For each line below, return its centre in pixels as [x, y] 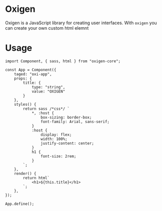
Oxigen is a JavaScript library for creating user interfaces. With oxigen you [81, 23]
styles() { [25, 104]
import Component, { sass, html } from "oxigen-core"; [63, 61]
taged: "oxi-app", [33, 74]
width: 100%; [54, 139]
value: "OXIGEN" [48, 91]
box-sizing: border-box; [66, 117]
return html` [36, 178]
